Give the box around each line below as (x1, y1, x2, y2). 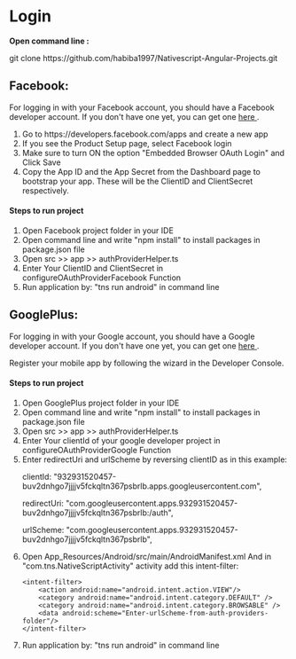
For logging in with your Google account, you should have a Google (9, 331, 255, 341)
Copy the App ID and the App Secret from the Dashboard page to (21, 166, 261, 177)
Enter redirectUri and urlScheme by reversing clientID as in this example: (21, 454, 288, 465)
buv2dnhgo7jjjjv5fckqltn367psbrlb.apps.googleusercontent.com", (21, 481, 262, 491)
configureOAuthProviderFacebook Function (21, 272, 182, 283)
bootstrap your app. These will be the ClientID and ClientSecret (21, 176, 253, 186)
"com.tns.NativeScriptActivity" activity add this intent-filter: (21, 561, 239, 571)
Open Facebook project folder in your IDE (21, 224, 175, 236)
